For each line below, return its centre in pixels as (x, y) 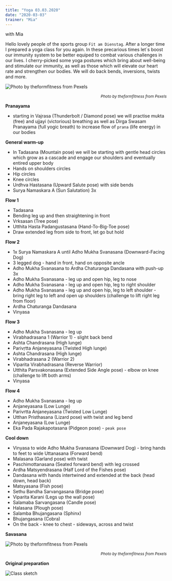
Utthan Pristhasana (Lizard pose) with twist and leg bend (73, 417)
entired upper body (33, 163)
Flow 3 (13, 322)
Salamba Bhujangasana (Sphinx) (47, 513)
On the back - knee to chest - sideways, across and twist (73, 525)
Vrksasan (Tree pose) (36, 221)
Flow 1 (12, 200)
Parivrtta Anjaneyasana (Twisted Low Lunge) (60, 412)
